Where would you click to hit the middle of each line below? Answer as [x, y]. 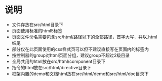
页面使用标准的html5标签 [37, 30]
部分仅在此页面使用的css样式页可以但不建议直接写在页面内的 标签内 [80, 49]
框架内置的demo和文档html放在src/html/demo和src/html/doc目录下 [80, 74]
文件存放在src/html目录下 [38, 25]
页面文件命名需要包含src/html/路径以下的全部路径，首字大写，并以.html [84, 37]
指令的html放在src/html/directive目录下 [52, 67]
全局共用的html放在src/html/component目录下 [59, 61]
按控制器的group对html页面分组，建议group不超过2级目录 [71, 55]
